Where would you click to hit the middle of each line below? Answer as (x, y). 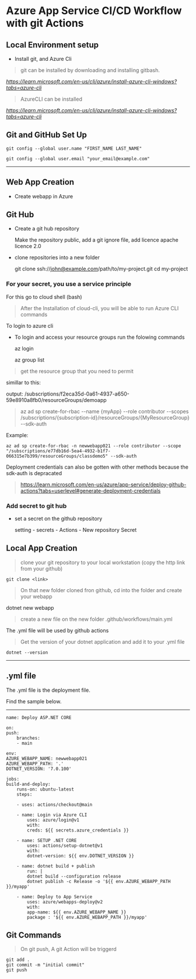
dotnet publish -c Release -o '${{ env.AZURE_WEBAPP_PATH (99, 881)
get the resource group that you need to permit (77, 371)
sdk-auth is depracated (34, 473)
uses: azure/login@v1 (53, 820)
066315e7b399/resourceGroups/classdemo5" (57, 456)
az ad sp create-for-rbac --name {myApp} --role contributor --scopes (104, 411)
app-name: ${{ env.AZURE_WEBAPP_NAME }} (77, 912)
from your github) (41, 568)
